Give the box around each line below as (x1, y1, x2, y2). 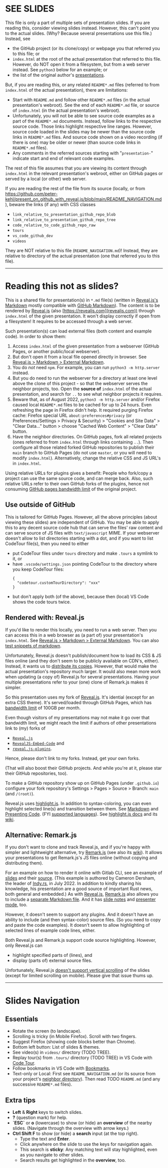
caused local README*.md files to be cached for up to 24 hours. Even (12, 402, 151, 408)
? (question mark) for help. (12, 1114, 67, 1121)
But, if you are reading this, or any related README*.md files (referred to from (5, 81, 160, 88)
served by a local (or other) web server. (5, 176, 86, 182)
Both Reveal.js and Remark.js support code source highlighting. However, (5, 937, 156, 943)
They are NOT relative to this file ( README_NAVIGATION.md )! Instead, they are (5, 247, 158, 253)
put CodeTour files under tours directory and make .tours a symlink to (12, 550, 158, 556)
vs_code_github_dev (12, 233, 53, 238)
